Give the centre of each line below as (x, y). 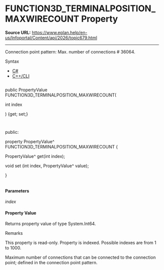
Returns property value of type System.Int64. (51, 224)
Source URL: (18, 32)
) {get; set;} (17, 114)
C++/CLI (21, 76)
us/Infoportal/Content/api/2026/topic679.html (51, 38)
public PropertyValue (26, 90)
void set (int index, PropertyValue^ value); (47, 166)
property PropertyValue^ (30, 141)
